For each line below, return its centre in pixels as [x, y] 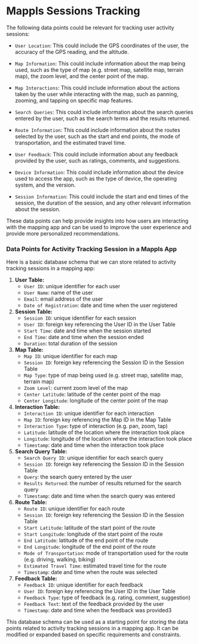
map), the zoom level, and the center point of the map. [82, 76]
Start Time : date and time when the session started [87, 331]
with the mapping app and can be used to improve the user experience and [99, 227]
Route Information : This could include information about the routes [97, 130]
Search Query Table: [41, 451]
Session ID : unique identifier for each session [80, 318]
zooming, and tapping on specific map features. [74, 100]
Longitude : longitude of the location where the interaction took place [108, 439]
